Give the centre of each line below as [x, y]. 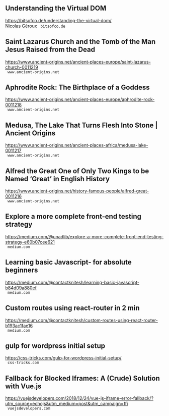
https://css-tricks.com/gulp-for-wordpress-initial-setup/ [63, 358]
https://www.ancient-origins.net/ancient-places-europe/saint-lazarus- [78, 62]
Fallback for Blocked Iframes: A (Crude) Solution [82, 378]
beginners [22, 270]
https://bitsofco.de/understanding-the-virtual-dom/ [58, 20]
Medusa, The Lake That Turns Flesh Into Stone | [81, 125]
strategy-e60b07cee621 [30, 242]
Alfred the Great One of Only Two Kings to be [77, 171]
